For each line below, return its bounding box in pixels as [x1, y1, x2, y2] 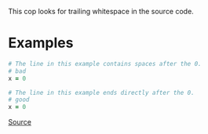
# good [8, 96, 30, 104]
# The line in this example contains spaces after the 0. [8, 60, 202, 67]
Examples [8, 34, 74, 52]
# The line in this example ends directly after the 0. [8, 89, 195, 96]
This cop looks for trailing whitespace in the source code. [8, 7, 194, 16]
